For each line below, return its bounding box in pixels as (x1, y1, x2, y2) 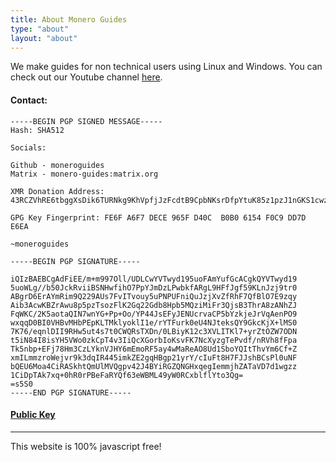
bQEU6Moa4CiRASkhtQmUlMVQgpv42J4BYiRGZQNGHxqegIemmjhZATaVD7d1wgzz (10, 361, 298, 371)
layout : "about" (10, 33, 78, 43)
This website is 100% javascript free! (10, 440, 162, 452)
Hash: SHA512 (10, 125, 65, 135)
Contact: (10, 94, 48, 106)
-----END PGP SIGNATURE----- (10, 387, 132, 398)
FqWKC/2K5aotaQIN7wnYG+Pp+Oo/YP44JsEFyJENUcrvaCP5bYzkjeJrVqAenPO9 (10, 309, 298, 319)
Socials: (10, 142, 47, 153)
